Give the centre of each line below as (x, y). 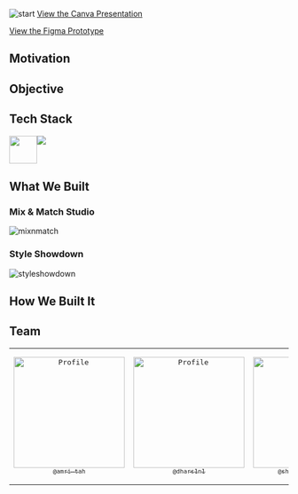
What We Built (50, 186)
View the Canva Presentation (90, 14)
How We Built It (52, 301)
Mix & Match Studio (52, 211)
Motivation (40, 59)
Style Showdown (47, 255)
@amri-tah (69, 471)
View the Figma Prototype (57, 31)
